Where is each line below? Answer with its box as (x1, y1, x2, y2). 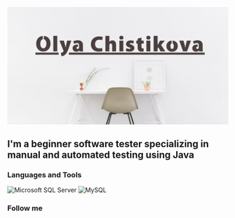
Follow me (7, 203, 43, 213)
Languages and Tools (7, 170, 82, 180)
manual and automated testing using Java (7, 149, 195, 161)
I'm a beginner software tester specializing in (7, 138, 209, 150)
